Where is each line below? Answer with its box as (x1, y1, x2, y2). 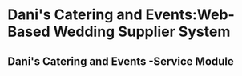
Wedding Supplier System (53, 22, 231, 41)
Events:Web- (145, 6, 236, 24)
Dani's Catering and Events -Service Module (7, 54, 234, 68)
